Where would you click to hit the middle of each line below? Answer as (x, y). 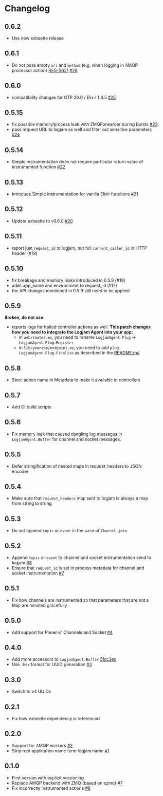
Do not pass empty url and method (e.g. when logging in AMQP (75, 65)
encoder (20, 471)
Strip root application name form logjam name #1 (60, 751)
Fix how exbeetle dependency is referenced (56, 719)
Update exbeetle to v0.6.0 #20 (42, 221)
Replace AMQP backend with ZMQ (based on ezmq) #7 (67, 783)
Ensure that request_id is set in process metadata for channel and (78, 568)
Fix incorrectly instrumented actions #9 (51, 788)
